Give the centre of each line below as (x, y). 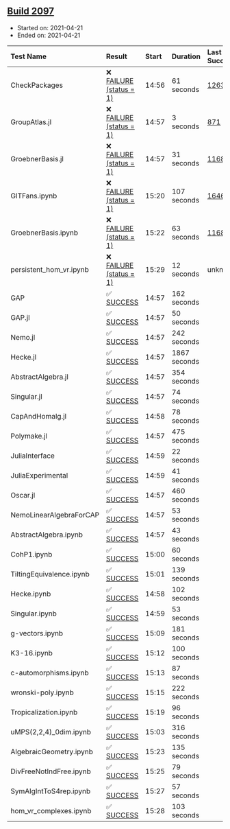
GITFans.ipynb (34, 196)
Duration (186, 56)
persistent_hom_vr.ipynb (50, 269)
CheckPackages (37, 85)
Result (117, 56)
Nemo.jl (23, 337)
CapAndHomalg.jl (39, 416)
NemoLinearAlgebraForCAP (55, 515)
